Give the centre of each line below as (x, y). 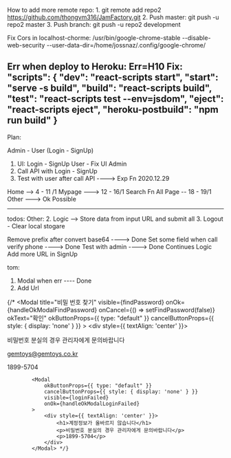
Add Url (28, 287)
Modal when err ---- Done (54, 281)
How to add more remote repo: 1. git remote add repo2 (84, 10)
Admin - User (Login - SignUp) (51, 150)
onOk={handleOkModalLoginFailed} (91, 404)
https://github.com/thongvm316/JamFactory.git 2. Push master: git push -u (113, 17)
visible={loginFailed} (76, 397)
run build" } (33, 121)
